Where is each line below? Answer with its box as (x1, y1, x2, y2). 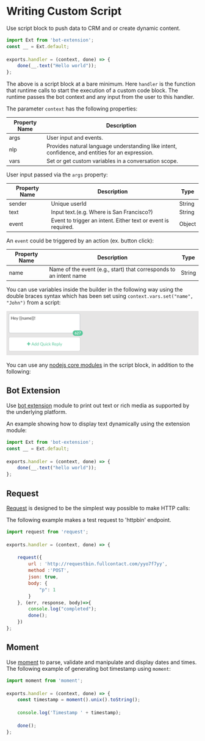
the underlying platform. (6, 408, 67, 416)
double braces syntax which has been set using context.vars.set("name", (6, 292, 193, 300)
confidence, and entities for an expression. (46, 149, 154, 156)
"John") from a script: (6, 298, 61, 306)
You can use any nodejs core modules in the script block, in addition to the (6, 361, 194, 369)
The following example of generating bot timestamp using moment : (6, 665, 171, 672)
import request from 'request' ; (6, 529, 88, 535)
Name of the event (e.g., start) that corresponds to (49, 266, 176, 273)
